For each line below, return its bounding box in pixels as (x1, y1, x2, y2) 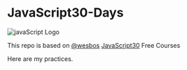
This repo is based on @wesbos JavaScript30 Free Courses (7, 41, 181, 49)
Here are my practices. (7, 54, 74, 63)
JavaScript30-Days (7, 5, 124, 21)
